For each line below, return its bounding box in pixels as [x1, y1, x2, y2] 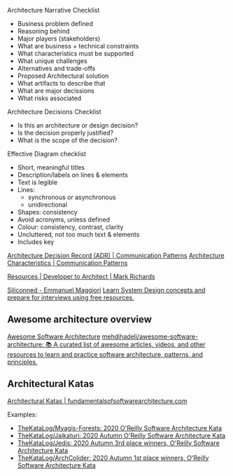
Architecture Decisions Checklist [7, 108, 101, 116]
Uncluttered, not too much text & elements [17, 231, 140, 238]
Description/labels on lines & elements [17, 171, 128, 179]
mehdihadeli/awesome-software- [101, 332, 198, 341]
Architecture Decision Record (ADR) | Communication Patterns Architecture [7, 252, 225, 259]
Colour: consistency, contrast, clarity [17, 223, 124, 231]
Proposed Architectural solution [17, 72, 109, 80]
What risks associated [17, 94, 82, 102]
